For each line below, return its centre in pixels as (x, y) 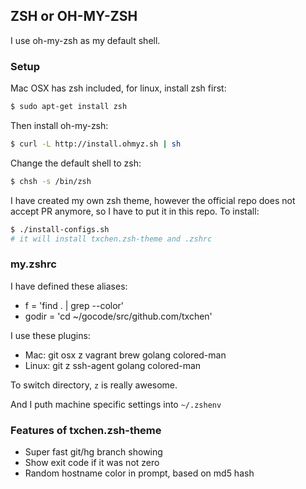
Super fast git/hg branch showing (93, 452)
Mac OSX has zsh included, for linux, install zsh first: (118, 88)
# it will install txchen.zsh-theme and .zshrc (111, 239)
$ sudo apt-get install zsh (69, 107)
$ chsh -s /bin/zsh (51, 181)
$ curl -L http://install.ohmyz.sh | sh (96, 144)
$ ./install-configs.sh (60, 229)
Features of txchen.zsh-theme (86, 430)
